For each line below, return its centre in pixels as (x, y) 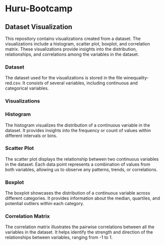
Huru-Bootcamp (39, 9)
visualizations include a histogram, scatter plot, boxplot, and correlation (78, 44)
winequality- (136, 78)
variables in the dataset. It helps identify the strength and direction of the (79, 232)
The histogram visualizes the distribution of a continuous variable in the (78, 125)
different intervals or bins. (31, 136)
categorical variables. (27, 88)
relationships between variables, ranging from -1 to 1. (59, 238)
